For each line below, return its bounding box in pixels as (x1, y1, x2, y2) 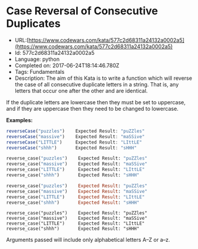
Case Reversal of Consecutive (6, 4, 159, 18)
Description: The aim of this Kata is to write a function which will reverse (14, 74, 192, 82)
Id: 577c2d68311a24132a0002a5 (14, 49, 95, 56)
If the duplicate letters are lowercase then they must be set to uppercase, (6, 98, 186, 105)
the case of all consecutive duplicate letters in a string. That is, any (14, 80, 179, 88)
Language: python (14, 55, 60, 63)
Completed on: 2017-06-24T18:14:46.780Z (14, 61, 120, 69)
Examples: (6, 116, 33, 123)
